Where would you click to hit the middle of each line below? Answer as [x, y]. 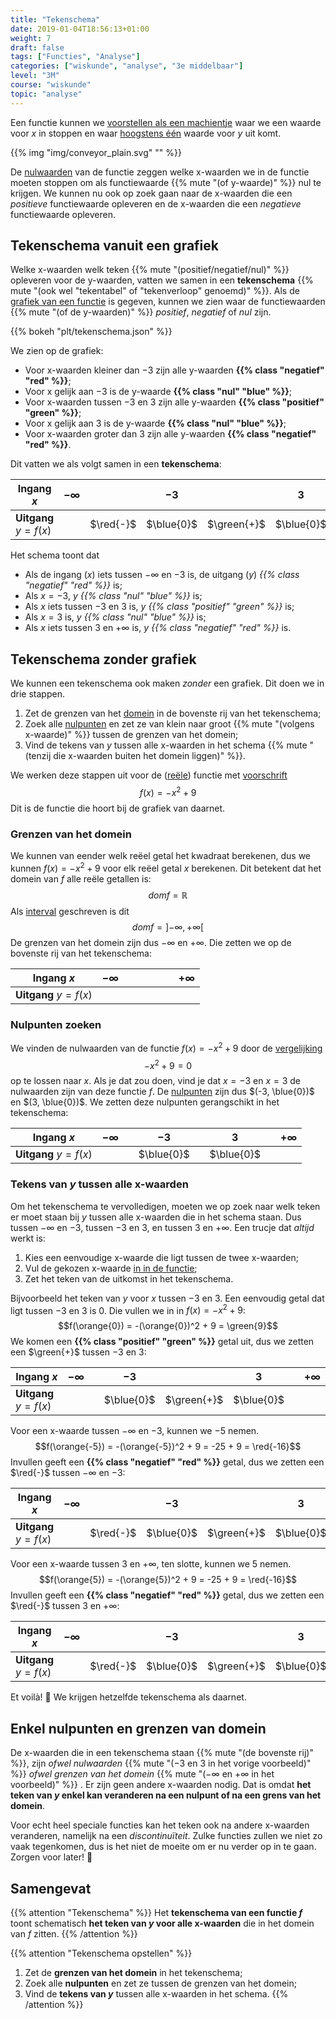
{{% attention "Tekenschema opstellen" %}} [101, 1953]
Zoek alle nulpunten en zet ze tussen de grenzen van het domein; [160, 1983]
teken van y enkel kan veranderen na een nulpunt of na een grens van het [166, 1795]
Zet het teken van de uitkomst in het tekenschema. [129, 1278]
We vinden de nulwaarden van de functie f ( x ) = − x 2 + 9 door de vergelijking [166, 1047]
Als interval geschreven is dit [70, 911]
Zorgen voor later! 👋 [51, 1857]
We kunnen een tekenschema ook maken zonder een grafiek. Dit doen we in [167, 683]
